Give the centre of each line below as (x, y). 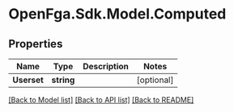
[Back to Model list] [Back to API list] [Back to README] (101, 100)
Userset (28, 80)
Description (106, 66)
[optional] (155, 80)
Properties (36, 44)
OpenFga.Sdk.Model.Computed (117, 14)
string (63, 80)
